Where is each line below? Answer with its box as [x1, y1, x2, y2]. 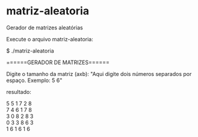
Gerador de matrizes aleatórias [6, 24, 83, 31]
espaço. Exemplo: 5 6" [6, 77, 63, 84]
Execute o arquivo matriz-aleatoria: [6, 35, 93, 42]
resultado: [6, 88, 31, 95]
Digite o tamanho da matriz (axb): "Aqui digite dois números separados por [6, 70, 192, 77]
